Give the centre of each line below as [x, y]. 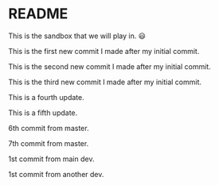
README [38, 14]
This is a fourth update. [47, 97]
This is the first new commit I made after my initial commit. [104, 51]
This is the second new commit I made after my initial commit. [109, 66]
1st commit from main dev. [51, 159]
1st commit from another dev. [56, 174]
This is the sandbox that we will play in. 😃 [77, 36]
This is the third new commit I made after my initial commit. [105, 82]
